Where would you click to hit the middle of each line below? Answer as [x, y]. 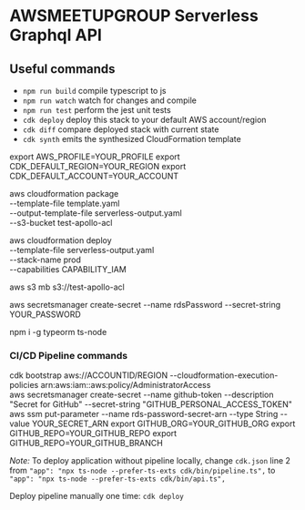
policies [24, 385]
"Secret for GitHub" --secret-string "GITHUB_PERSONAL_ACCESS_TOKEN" [151, 404]
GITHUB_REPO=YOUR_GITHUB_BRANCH [86, 444]
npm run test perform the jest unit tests [97, 110]
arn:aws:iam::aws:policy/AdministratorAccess [126, 385]
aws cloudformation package [64, 194]
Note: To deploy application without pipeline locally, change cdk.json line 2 [150, 461]
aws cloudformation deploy [61, 240]
